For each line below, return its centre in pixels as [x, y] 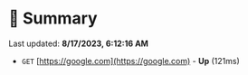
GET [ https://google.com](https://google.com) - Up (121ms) [131, 61]
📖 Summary [53, 19]
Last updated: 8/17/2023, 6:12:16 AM [78, 43]
